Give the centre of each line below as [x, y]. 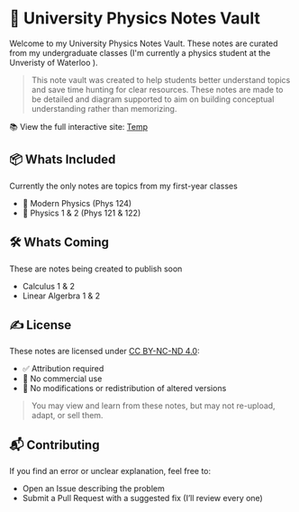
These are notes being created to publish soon [96, 269]
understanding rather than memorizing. [104, 108]
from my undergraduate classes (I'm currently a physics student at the [140, 52]
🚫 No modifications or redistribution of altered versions [124, 389]
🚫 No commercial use [62, 379]
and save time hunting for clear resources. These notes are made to [157, 89]
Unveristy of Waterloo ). [54, 62]
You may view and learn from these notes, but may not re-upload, [154, 406]
